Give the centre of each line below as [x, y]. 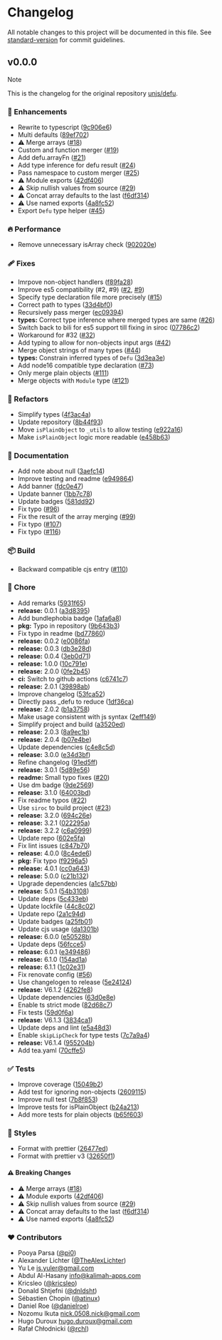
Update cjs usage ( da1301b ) [58, 929]
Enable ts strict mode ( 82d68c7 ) [65, 1005]
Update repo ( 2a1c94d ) [52, 913]
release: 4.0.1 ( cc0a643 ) [54, 868]
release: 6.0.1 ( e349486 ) [54, 951]
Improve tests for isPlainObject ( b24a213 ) [79, 1107]
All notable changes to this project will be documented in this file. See [110, 32]
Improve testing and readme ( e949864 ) [75, 479]
